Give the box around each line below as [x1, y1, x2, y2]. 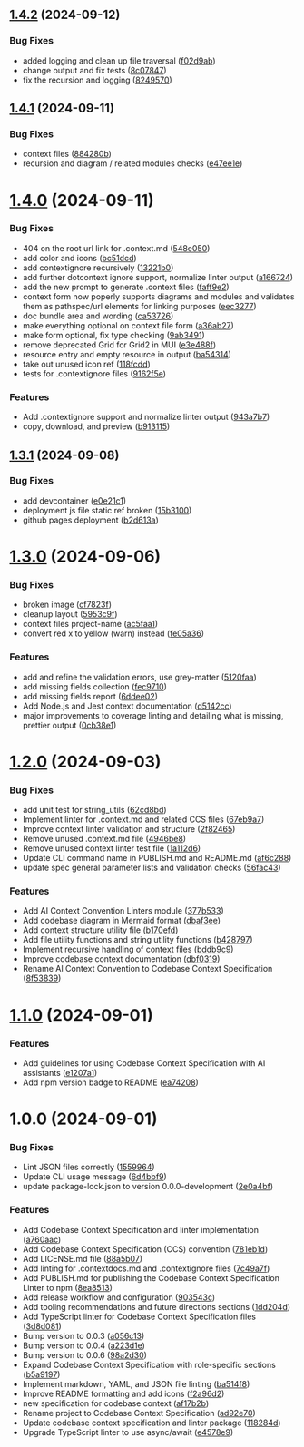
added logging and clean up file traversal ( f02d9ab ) [22, 54, 216, 66]
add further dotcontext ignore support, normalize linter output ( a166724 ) [22, 271, 293, 282]
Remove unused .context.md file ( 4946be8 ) [22, 834, 187, 845]
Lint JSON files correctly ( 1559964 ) [22, 1161, 156, 1173]
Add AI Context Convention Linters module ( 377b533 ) [22, 905, 224, 916]
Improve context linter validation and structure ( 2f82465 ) [22, 824, 236, 835]
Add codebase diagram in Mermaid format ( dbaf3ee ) [22, 915, 221, 926]
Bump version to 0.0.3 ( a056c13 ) [22, 1330, 145, 1341]
